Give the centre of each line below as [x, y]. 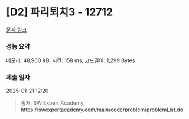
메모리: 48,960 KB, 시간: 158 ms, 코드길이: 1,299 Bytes [71, 60]
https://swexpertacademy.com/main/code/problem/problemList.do [102, 110]
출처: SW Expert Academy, [53, 103]
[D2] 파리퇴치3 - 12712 [60, 12]
